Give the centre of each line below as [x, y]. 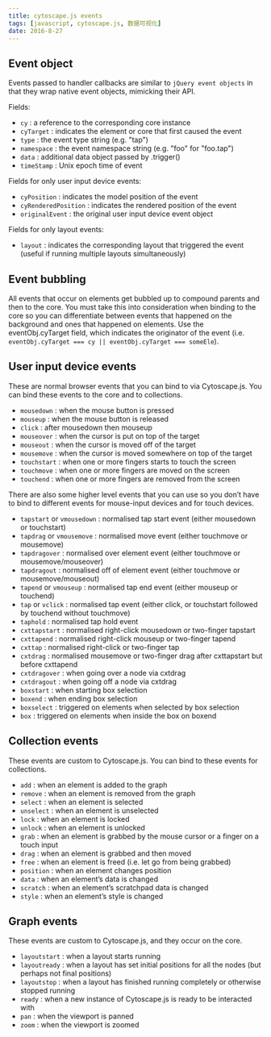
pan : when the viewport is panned [77, 1016]
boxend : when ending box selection [79, 698]
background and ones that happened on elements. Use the [106, 324]
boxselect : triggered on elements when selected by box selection [129, 707]
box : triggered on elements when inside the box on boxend [118, 715]
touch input [39, 844]
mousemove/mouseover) [62, 561]
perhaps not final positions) [66, 973]
